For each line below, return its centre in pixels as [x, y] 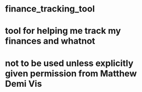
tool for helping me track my [63, 31]
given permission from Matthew [71, 73]
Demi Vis [24, 84]
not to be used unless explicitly [69, 63]
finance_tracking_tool [50, 9]
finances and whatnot [50, 41]
